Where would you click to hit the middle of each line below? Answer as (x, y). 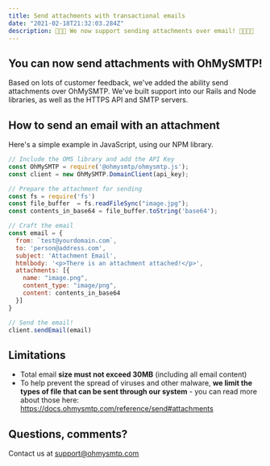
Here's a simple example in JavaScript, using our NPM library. (111, 144)
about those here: (49, 400)
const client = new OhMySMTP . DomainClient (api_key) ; (99, 174)
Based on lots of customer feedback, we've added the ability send (118, 83)
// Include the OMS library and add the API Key (91, 159)
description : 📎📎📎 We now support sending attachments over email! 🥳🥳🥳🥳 (131, 31)
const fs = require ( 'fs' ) (52, 196)
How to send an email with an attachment (114, 125)
